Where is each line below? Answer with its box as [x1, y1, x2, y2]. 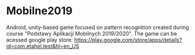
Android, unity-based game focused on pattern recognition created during [6, 24, 190, 31]
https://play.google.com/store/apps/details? [74, 36, 182, 43]
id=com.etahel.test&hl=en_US [6, 43, 80, 50]
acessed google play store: [6, 36, 73, 43]
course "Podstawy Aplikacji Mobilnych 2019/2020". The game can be [6, 30, 178, 37]
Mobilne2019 [6, 4, 73, 18]
